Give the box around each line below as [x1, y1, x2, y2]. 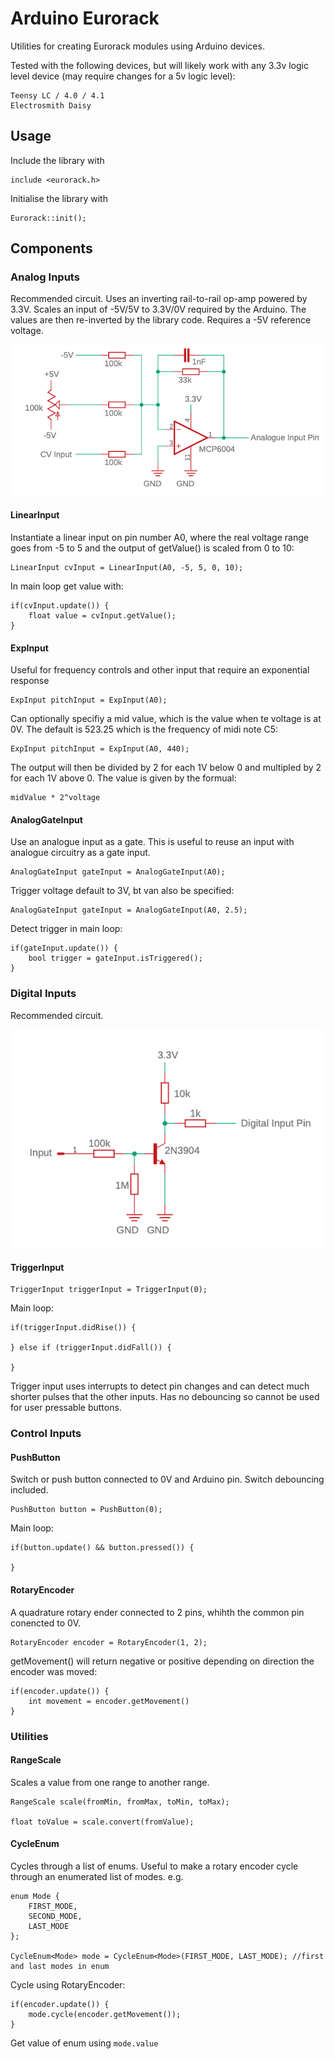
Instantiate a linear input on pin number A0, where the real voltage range [10, 532, 309, 544]
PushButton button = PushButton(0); [10, 1505, 163, 1515]
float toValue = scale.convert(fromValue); [10, 1817, 195, 1827]
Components [10, 240, 93, 257]
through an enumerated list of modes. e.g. [10, 1870, 184, 1882]
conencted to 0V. [10, 1617, 82, 1629]
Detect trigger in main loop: [10, 923, 123, 935]
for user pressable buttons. [10, 1402, 122, 1414]
